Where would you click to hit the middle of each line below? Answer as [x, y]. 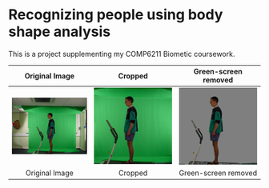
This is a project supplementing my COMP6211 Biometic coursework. [122, 54]
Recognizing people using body [116, 15]
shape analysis [59, 32]
